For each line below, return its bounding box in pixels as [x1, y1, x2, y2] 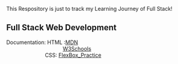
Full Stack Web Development [6, 22, 117, 33]
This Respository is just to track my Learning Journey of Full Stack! [6, 5, 173, 12]
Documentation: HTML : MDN [6, 39, 78, 46]
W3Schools [62, 45, 92, 52]
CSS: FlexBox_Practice [45, 51, 101, 59]
